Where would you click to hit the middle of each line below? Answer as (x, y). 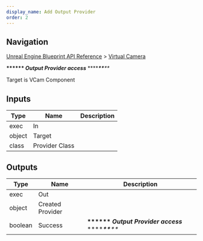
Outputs (22, 167)
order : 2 (17, 18)
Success (51, 225)
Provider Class (53, 146)
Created (50, 204)
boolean (21, 225)
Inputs (19, 99)
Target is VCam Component (41, 80)
